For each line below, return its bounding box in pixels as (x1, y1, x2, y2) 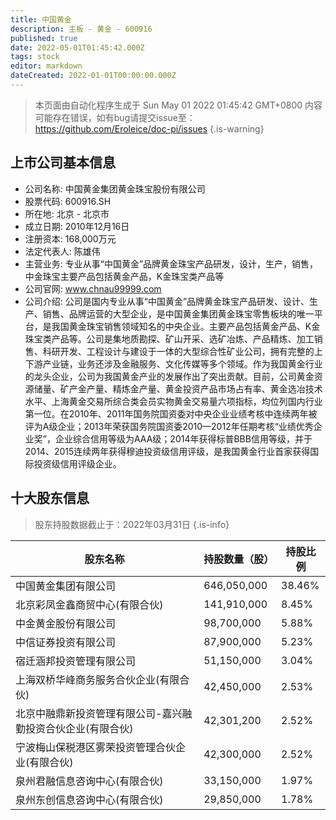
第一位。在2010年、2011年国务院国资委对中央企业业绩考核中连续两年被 (24, 407, 318, 420)
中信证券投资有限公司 (15, 635, 117, 649)
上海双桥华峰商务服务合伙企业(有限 (15, 672, 180, 686)
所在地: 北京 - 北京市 (24, 207, 110, 220)
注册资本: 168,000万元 (24, 232, 117, 245)
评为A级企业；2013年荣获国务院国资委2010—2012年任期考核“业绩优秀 (24, 420, 314, 432)
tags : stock (10, 52, 60, 62)
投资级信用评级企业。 (33, 457, 122, 470)
